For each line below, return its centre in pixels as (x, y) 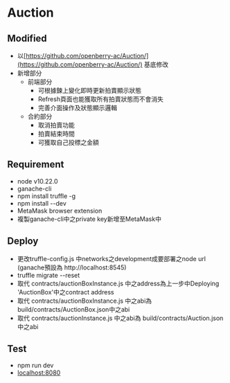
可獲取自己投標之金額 (68, 142)
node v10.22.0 (37, 181)
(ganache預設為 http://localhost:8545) (72, 267)
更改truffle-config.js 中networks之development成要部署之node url (112, 258)
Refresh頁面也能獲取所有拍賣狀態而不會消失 (101, 99)
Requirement (36, 164)
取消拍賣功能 (56, 125)
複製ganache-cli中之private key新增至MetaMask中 (89, 219)
